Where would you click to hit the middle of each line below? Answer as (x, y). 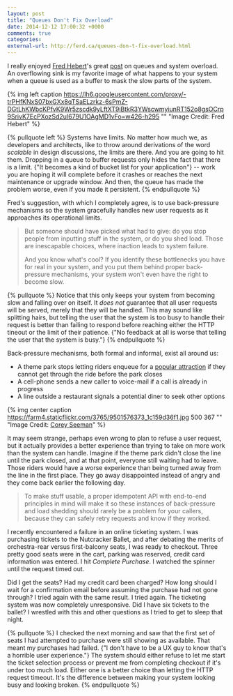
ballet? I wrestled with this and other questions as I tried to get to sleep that (115, 612)
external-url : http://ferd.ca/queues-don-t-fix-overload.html (99, 46)
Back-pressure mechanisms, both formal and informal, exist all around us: (113, 353)
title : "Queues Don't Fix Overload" (60, 20)
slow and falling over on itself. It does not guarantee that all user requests (112, 303)
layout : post (26, 14)
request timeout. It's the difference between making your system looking (111, 678)
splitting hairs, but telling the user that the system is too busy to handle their (116, 317)
